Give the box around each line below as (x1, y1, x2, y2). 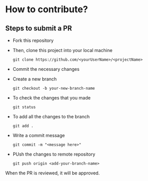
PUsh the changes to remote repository (12, 151, 96, 157)
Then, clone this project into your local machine (12, 47, 113, 53)
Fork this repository (12, 37, 54, 43)
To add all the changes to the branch (12, 114, 90, 119)
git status (12, 105, 36, 110)
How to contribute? (5, 4, 88, 15)
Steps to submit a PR (5, 24, 72, 33)
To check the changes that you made (12, 95, 91, 100)
